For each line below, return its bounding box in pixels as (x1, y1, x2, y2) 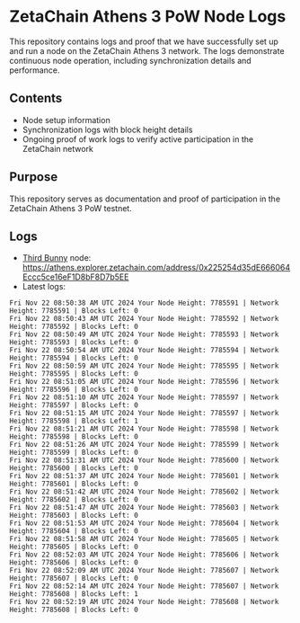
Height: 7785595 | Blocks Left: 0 (9, 369, 139, 378)
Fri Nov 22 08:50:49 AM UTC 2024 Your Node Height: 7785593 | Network (9, 330, 279, 339)
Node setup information (22, 114, 110, 125)
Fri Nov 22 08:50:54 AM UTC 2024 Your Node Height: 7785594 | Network (9, 346, 279, 355)
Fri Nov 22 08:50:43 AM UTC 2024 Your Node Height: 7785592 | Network (9, 315, 279, 324)
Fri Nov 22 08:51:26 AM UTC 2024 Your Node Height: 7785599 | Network (9, 441, 279, 449)
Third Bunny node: (22, 253, 92, 263)
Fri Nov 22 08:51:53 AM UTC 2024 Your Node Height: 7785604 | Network (9, 519, 279, 528)
